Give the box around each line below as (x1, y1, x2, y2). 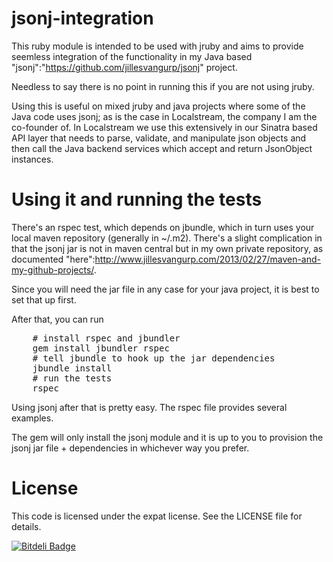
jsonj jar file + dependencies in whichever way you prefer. (11, 442, 250, 454)
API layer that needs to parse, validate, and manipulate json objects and (11, 132, 307, 144)
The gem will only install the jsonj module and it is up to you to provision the (11, 431, 324, 443)
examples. (11, 412, 54, 424)
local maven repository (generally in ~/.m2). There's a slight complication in (11, 232, 323, 244)
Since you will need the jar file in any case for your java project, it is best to (11, 283, 320, 295)
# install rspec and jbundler (32, 332, 181, 344)
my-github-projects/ (11, 263, 94, 276)
